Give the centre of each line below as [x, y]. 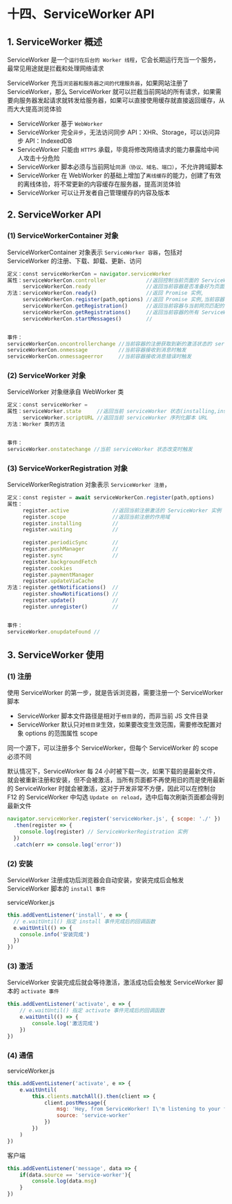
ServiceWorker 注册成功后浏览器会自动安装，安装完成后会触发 [96, 880]
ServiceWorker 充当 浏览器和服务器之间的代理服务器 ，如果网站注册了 [98, 83]
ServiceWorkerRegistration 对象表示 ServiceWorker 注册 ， [89, 485]
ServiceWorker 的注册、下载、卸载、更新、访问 [75, 260]
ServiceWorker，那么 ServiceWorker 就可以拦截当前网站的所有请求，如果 [112, 92]
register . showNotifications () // [70, 594]
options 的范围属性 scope [61, 734]
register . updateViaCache [58, 581]
